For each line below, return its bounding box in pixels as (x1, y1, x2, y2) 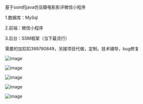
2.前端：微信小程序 (5, 25, 43, 31)
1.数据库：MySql (5, 15, 38, 21)
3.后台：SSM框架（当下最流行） (5, 36, 70, 41)
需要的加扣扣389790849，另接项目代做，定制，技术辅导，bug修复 (5, 46, 139, 51)
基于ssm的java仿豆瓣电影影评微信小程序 (5, 4, 86, 10)
